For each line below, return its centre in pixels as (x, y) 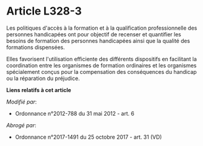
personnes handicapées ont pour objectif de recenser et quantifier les (94, 34)
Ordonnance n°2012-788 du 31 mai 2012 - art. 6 (75, 113)
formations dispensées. (36, 47)
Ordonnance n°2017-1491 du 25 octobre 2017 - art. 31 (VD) (88, 137)
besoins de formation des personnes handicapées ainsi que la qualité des (98, 41)
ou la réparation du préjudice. (43, 78)
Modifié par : (22, 102)
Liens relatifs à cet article (39, 90)
